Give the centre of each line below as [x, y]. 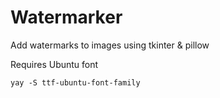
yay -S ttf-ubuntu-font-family [75, 82]
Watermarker [66, 17]
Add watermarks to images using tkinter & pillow [110, 45]
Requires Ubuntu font [54, 64]
